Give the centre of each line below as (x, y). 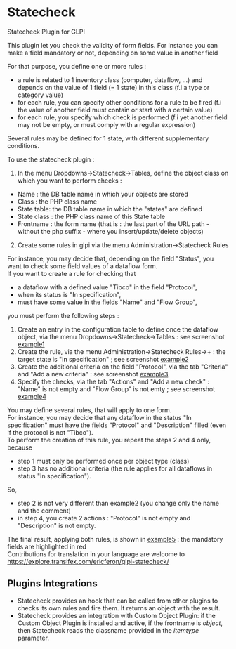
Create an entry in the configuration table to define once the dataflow (118, 329)
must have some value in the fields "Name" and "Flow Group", (107, 302)
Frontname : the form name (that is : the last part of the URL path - (113, 224)
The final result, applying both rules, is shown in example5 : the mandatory (115, 539)
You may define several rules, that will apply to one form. (90, 410)
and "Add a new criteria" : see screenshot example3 (93, 374)
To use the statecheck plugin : (51, 159)
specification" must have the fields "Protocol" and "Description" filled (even (117, 425)
